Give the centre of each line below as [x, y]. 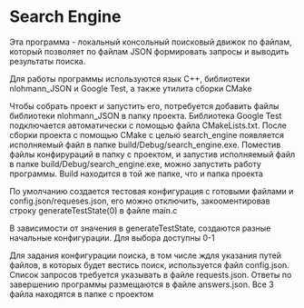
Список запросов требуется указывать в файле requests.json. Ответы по [151, 274]
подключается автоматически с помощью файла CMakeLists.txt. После [148, 125]
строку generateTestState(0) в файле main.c [93, 210]
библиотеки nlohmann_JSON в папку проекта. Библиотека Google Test [146, 115]
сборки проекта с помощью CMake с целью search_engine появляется [147, 134]
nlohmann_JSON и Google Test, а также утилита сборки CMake [131, 88]
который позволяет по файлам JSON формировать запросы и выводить [149, 51]
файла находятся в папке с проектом [82, 293]
